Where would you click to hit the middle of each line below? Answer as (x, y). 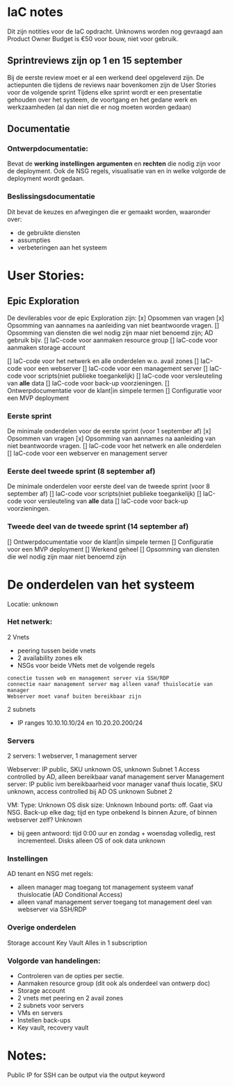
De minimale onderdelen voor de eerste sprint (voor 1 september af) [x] (109, 431)
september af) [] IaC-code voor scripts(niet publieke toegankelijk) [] (104, 494)
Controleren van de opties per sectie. (71, 976)
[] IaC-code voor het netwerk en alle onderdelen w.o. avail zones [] (103, 361)
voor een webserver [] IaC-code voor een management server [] (116, 368)
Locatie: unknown (33, 604)
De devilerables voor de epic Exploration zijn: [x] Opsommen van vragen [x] (116, 318)
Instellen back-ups (44, 1021)
